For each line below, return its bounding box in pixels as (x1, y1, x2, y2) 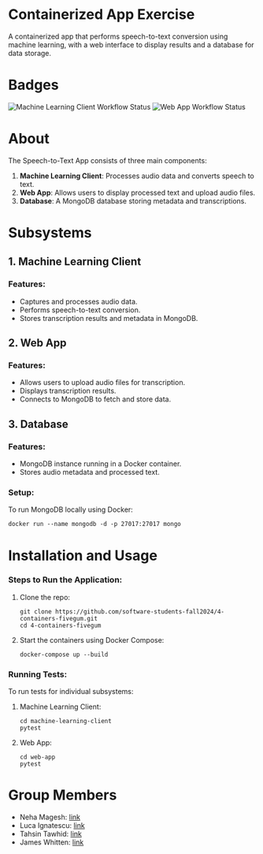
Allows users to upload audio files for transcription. (19, 378, 186, 387)
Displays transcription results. (19, 386, 117, 396)
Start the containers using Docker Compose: (19, 635, 165, 644)
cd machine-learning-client (19, 718, 112, 725)
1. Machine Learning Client (8, 255, 142, 269)
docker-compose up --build (19, 651, 109, 658)
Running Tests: (8, 669, 68, 680)
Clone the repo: (19, 592, 71, 602)
